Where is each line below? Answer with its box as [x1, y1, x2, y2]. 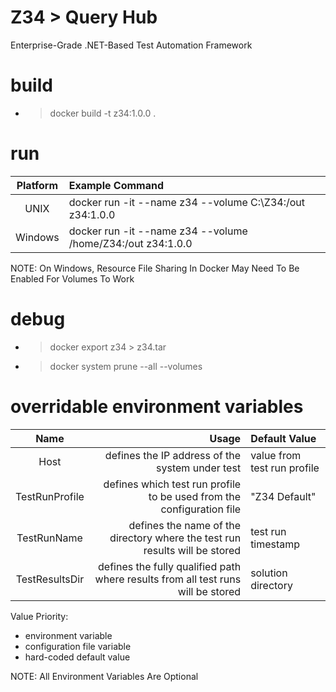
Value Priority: [10, 610, 69, 622]
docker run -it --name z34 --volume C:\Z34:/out [68, 195, 305, 209]
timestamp [250, 537, 301, 551]
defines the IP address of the [104, 448, 242, 462]
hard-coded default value [24, 651, 131, 663]
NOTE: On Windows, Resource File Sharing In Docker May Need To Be [10, 262, 300, 274]
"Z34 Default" [250, 489, 317, 503]
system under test [156, 461, 242, 475]
